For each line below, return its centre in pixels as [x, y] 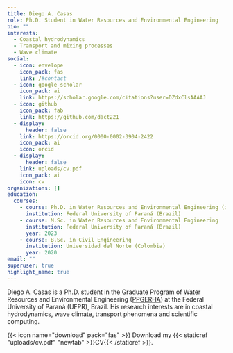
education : [23, 195]
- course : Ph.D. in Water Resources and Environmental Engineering [119, 208]
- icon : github [35, 104]
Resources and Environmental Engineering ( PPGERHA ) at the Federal [106, 299]
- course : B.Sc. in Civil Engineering [76, 240]
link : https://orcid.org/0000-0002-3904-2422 [87, 136]
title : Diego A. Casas [40, 14]
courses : [26, 201]
